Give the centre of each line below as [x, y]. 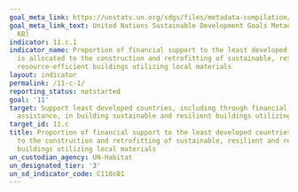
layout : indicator [43, 75]
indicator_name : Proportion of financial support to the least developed [149, 50]
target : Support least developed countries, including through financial [149, 108]
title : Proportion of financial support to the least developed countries [150, 133]
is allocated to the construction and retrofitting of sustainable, [146, 58]
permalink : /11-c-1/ [47, 83]
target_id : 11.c [39, 125]
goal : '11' [29, 100]
